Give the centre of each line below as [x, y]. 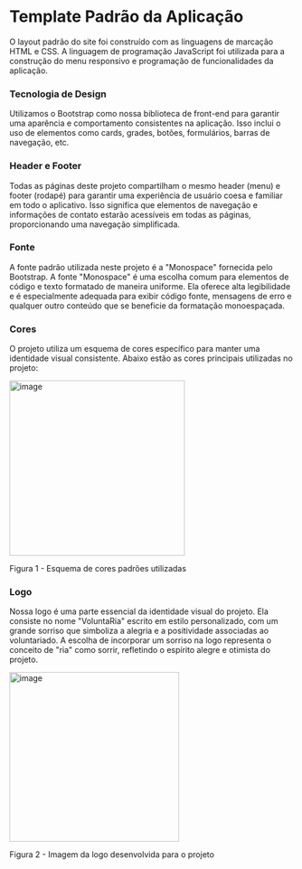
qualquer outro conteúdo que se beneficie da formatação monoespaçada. [147, 306]
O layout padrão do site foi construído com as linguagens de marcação [142, 42]
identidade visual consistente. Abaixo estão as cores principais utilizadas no [151, 358]
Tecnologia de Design [58, 94]
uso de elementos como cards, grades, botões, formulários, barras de [140, 133]
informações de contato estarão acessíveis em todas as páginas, [130, 214]
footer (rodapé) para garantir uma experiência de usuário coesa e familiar [146, 195]
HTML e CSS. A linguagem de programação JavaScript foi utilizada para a [147, 51]
